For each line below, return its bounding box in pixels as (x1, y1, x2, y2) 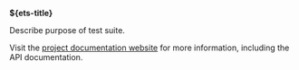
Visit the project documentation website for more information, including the (9, 42, 290, 53)
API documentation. (9, 52, 83, 62)
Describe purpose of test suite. (9, 25, 125, 35)
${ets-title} (9, 8, 53, 18)
